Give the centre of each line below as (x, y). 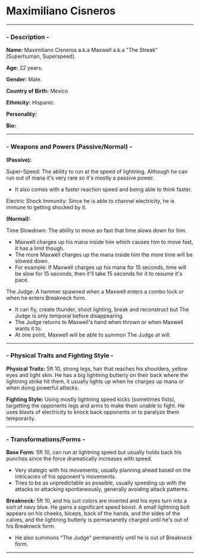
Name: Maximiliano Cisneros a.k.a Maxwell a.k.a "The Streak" (82, 50)
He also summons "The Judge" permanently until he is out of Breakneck (103, 538)
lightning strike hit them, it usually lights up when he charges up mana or (95, 381)
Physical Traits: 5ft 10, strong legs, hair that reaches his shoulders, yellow (97, 369)
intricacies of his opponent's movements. (65, 477)
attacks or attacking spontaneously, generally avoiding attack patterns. (102, 489)
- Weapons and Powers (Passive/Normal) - (69, 147)
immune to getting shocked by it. (46, 207)
